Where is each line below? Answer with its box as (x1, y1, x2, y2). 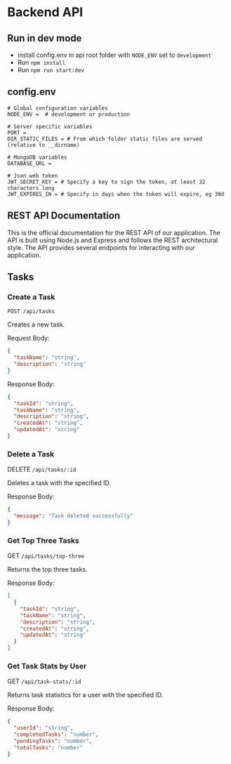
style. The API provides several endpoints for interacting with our (7, 243, 195, 251)
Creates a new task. (7, 320, 65, 329)
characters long (7, 184, 55, 192)
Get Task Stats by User (7, 661, 87, 671)
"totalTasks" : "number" (13, 744, 83, 751)
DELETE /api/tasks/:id (7, 465, 77, 474)
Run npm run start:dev (17, 66, 84, 74)
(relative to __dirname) (7, 141, 80, 148)
